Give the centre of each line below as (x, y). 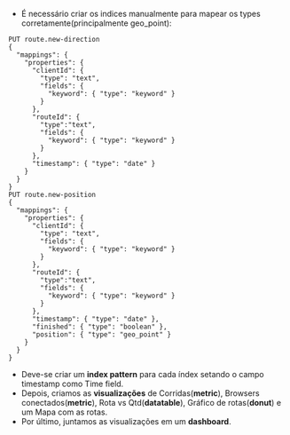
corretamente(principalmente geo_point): (96, 23)
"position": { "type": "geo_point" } (102, 335)
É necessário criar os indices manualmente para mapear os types (141, 14)
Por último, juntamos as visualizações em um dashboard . (126, 421)
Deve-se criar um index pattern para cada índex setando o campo (142, 374)
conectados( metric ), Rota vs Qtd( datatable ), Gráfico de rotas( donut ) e (151, 403)
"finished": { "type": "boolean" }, (99, 327)
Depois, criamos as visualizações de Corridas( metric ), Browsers (140, 393)
